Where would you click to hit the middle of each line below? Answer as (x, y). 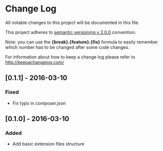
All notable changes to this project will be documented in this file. (72, 22)
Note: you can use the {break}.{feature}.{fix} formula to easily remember (82, 42)
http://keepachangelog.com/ (34, 62)
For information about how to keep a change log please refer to (70, 57)
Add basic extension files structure (48, 144)
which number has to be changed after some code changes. (67, 47)
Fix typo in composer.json (39, 103)
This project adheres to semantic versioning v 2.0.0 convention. (71, 32)
